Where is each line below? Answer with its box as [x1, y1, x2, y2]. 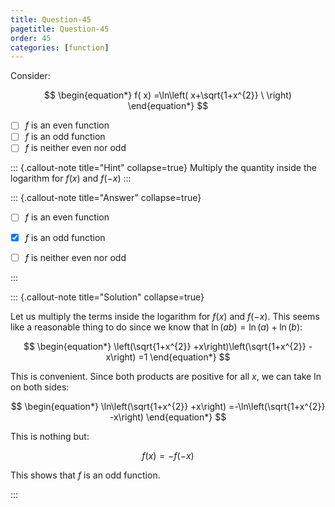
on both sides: [10, 381, 70, 393]
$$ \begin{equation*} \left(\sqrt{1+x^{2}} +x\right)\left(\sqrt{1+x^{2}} [23, 340, 307, 352]
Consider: [10, 70, 51, 82]
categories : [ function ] [10, 42, 110, 53]
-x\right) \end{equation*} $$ [109, 411, 227, 423]
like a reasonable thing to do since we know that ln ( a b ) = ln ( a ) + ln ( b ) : [10, 321, 303, 333]
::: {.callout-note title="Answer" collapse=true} [10, 192, 202, 204]
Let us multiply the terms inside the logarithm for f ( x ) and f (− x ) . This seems [10, 310, 320, 322]
